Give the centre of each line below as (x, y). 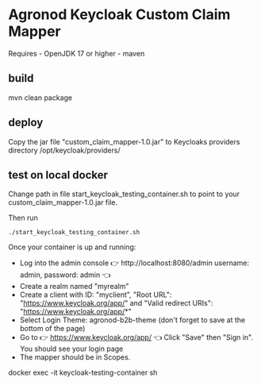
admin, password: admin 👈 (65, 275)
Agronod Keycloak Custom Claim (119, 15)
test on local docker (58, 175)
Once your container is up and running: (72, 247)
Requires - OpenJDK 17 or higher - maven (77, 53)
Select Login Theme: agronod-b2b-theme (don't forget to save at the (132, 320)
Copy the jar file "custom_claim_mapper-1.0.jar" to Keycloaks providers (124, 141)
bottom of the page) (52, 329)
